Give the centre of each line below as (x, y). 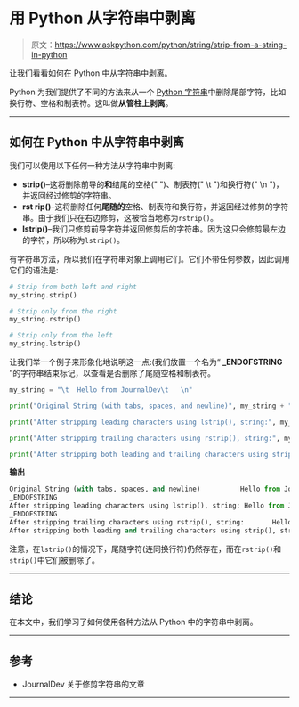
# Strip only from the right (63, 311)
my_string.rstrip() (45, 320)
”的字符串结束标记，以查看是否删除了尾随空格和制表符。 (113, 373)
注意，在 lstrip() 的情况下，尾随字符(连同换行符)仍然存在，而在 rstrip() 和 (145, 549)
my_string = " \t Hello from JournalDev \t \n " (101, 390)
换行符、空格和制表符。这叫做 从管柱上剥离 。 (91, 102)
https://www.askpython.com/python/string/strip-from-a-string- (171, 45)
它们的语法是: (34, 270)
